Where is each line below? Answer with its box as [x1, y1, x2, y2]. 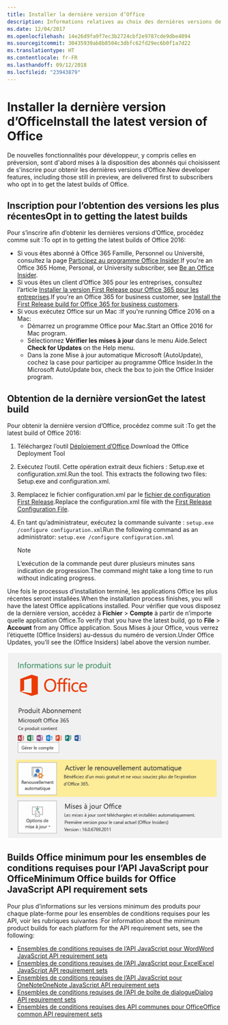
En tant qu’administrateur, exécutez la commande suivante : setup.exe [16, 518, 214, 527]
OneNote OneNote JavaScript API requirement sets [16, 980, 160, 989]
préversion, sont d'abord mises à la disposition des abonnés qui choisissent [7, 158, 220, 166]
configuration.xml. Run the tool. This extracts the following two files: [16, 470, 207, 479]
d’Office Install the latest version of [7, 114, 208, 129]
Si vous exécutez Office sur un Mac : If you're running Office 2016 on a [16, 307, 215, 316]
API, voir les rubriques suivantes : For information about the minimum [7, 916, 200, 924]
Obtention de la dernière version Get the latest [7, 392, 206, 404]
